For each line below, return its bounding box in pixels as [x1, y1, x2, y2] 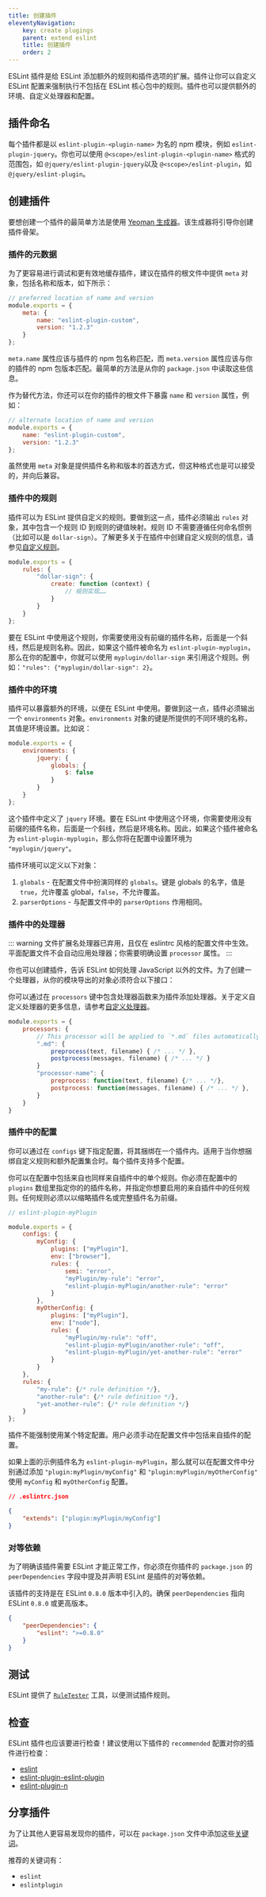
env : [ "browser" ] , [50, 1252, 112, 1261]
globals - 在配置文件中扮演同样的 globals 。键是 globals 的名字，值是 [19, 877, 245, 886]
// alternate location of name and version [8, 416, 154, 425]
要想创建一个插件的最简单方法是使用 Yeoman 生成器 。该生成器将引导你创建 [8, 217, 254, 226]
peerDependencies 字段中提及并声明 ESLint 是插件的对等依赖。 [8, 1571, 210, 1581]
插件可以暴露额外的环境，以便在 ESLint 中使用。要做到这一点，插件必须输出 [8, 704, 255, 713]
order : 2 [22, 48, 51, 56]
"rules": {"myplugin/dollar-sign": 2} [22, 664, 150, 672]
